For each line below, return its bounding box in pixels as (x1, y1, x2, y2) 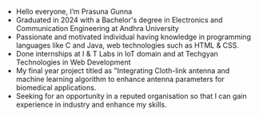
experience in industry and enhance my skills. (15, 99, 167, 109)
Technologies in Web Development (15, 57, 131, 67)
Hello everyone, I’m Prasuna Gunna (15, 7, 133, 16)
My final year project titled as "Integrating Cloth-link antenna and (15, 66, 230, 75)
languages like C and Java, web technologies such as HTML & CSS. (15, 41, 240, 50)
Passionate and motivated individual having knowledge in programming (15, 32, 252, 41)
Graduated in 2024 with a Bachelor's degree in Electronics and (15, 15, 223, 25)
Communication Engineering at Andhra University (15, 24, 180, 33)
